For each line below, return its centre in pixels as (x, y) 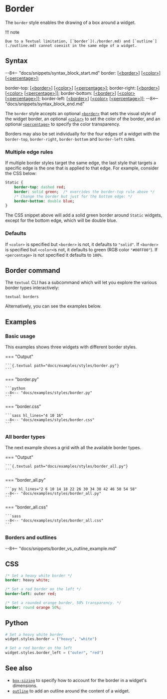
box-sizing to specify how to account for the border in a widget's (80, 680)
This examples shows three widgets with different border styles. (71, 347)
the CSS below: (21, 174)
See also (19, 668)
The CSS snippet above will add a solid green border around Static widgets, (84, 215)
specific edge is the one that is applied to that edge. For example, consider (82, 168)
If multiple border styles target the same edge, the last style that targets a (81, 163)
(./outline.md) (21, 45)
